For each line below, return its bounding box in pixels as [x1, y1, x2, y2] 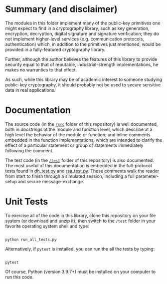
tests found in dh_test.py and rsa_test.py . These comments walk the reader [5, 168, 160, 174]
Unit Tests [5, 196, 48, 208]
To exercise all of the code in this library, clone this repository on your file [5, 212, 156, 218]
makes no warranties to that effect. [5, 66, 77, 73]
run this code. [5, 274, 34, 280]
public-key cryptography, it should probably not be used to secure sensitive [5, 81, 161, 88]
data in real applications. [5, 87, 56, 93]
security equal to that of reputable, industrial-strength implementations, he [5, 61, 159, 67]
